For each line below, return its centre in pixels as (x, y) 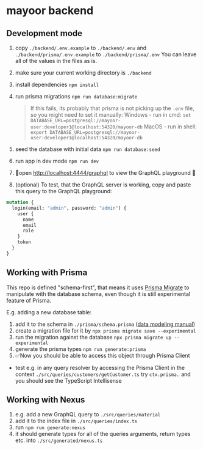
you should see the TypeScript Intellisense (68, 380)
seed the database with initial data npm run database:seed (87, 149)
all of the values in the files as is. (56, 61)
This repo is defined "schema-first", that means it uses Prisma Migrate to (98, 287)
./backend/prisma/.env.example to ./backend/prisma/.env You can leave (106, 54)
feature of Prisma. (29, 300)
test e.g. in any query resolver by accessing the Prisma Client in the (100, 367)
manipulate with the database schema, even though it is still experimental (98, 293)
